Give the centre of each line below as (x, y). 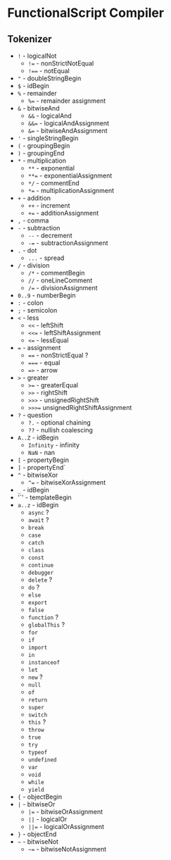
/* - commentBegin (56, 273)
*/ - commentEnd (53, 183)
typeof (38, 752)
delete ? (40, 580)
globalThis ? (46, 624)
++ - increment (49, 205)
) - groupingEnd (41, 153)
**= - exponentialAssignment (70, 175)
